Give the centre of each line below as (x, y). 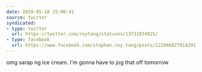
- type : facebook (28, 40)
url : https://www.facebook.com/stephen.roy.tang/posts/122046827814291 (104, 46)
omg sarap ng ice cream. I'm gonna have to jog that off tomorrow (87, 62)
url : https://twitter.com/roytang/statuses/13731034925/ (85, 34)
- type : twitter (27, 28)
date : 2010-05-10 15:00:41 (40, 12)
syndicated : (21, 23)
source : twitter (27, 17)
